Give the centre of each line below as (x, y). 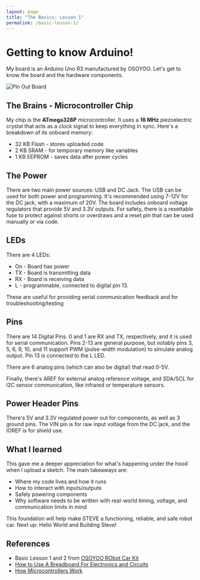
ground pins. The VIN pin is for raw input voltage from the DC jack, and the (98, 424)
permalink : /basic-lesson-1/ (42, 23)
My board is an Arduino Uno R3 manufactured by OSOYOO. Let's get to (94, 69)
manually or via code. (33, 221)
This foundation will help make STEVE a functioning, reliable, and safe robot (99, 519)
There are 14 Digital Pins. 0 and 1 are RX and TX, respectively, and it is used (99, 336)
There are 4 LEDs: (28, 255)
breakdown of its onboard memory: (50, 132)
